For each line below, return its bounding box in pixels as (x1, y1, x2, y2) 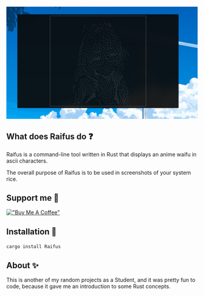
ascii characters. (6, 157, 48, 164)
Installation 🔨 (6, 226, 57, 237)
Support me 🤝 (6, 193, 59, 203)
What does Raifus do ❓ (6, 132, 93, 142)
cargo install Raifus (6, 244, 61, 250)
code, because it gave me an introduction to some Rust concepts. (6, 283, 171, 290)
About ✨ (6, 260, 39, 271)
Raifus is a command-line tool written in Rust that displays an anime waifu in (6, 150, 197, 158)
